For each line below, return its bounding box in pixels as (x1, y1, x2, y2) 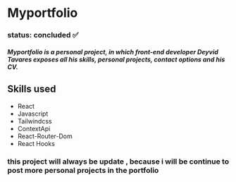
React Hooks (17, 139, 55, 147)
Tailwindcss (17, 116, 52, 125)
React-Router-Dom (17, 132, 73, 140)
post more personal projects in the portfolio (7, 166, 159, 176)
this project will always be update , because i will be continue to (7, 157, 230, 166)
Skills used (7, 83, 56, 95)
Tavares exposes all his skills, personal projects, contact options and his (7, 55, 225, 63)
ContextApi (17, 124, 51, 133)
